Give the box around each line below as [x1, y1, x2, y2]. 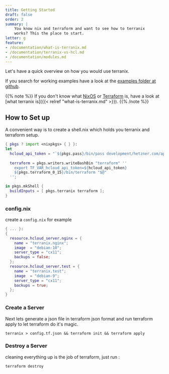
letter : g [5, 36, 26, 41]
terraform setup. [5, 132, 39, 138]
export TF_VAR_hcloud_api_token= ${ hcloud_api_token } [14, 165, 127, 170]
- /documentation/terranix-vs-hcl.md [5, 50, 84, 55]
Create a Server [5, 304, 44, 311]
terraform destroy [5, 363, 44, 369]
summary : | [5, 21, 28, 27]
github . [5, 83, 20, 89]
